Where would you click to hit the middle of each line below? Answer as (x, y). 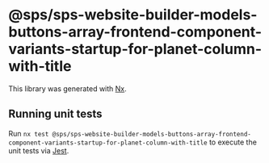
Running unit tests (55, 114)
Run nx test (29, 133)
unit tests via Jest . (39, 150)
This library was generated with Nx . (67, 88)
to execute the (233, 142)
